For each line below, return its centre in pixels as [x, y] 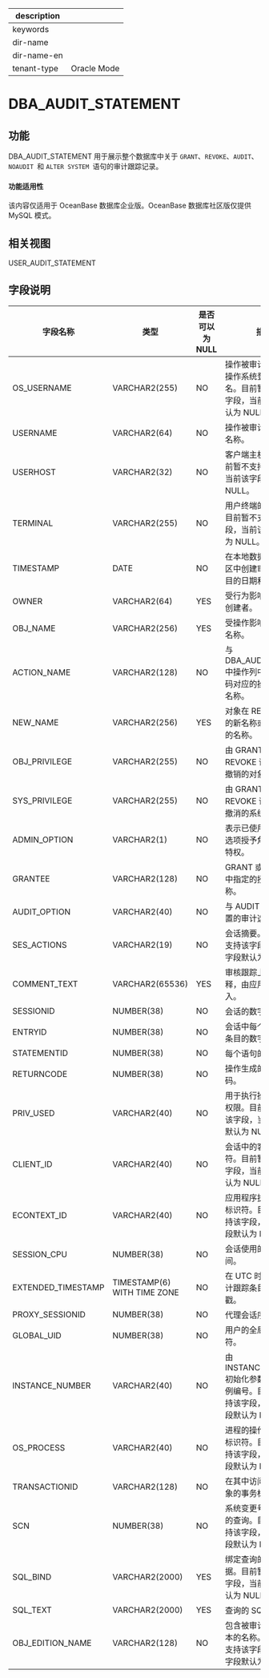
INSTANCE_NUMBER [52, 1386]
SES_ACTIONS [40, 945]
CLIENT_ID [32, 1164]
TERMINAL [33, 522]
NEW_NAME [36, 722]
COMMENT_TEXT [45, 983]
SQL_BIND [32, 1576]
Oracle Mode [95, 69]
